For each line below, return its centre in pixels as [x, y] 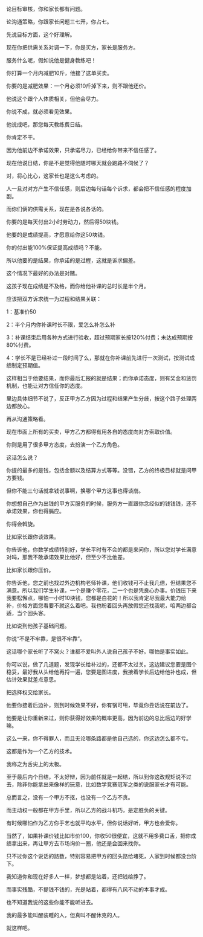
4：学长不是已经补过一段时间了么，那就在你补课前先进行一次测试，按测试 [98, 358]
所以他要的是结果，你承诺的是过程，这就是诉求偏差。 [72, 260]
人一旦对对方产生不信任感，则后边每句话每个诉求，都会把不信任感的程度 [96, 188]
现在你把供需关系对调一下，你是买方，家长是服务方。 [72, 47]
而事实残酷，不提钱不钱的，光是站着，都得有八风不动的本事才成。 [88, 889]
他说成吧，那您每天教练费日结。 [46, 124]
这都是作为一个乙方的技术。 [41, 751]
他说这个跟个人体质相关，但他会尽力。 [54, 99]
